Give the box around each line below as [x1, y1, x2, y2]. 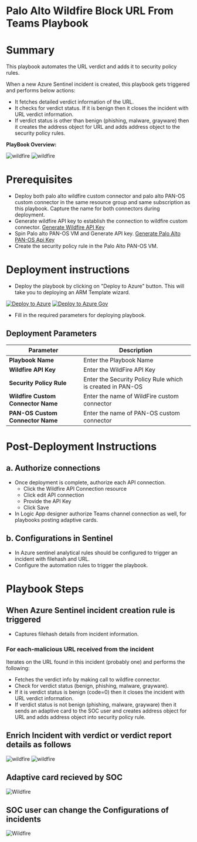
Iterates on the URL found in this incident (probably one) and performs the [6, 658, 185, 665]
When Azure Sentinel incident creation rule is [6, 605, 175, 615]
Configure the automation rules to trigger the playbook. [14, 561, 148, 568]
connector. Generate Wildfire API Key [14, 224, 105, 231]
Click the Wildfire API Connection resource [23, 485, 127, 492]
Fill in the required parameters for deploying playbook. [14, 312, 147, 318]
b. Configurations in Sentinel [6, 534, 113, 544]
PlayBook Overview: [6, 141, 57, 148]
